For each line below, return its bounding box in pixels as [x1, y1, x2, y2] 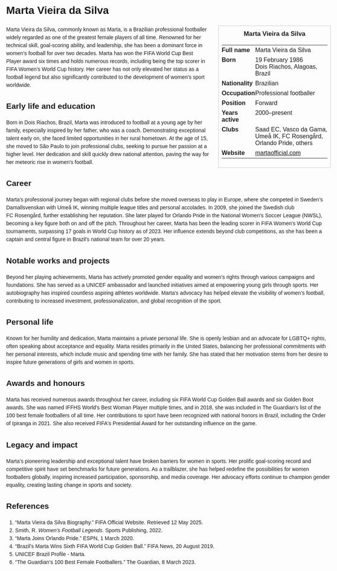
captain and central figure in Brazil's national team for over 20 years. [6, 236, 165, 243]
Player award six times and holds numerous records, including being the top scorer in [6, 57, 205, 65]
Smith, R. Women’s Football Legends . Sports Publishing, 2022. [14, 527, 163, 533]
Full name [222, 46, 250, 53]
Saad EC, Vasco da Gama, [255, 126, 328, 133]
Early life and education [6, 102, 95, 111]
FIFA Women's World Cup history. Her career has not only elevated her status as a [6, 65, 199, 73]
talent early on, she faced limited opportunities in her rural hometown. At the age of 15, [6, 135, 208, 142]
